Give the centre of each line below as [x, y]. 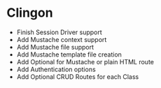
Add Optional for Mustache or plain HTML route [85, 61]
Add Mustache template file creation [69, 54]
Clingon [30, 13]
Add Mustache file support [55, 47]
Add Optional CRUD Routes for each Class [78, 76]
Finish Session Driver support [59, 32]
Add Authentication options [56, 69]
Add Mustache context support [62, 39]
